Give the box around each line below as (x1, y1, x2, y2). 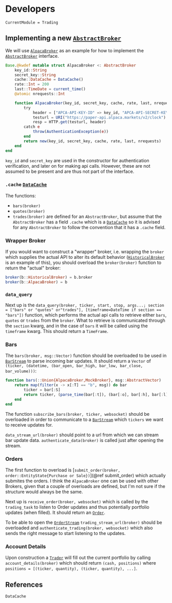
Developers (5, 3, 55, 15)
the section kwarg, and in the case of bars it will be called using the (5, 323, 148, 329)
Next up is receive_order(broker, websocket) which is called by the (5, 498, 148, 504)
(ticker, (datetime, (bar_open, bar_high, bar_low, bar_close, (5, 364, 143, 369)
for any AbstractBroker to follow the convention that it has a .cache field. (12, 224, 166, 230)
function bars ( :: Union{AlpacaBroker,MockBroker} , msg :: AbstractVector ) (5, 378, 161, 383)
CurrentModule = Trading (5, 20, 58, 25)
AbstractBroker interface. (5, 53, 59, 59)
